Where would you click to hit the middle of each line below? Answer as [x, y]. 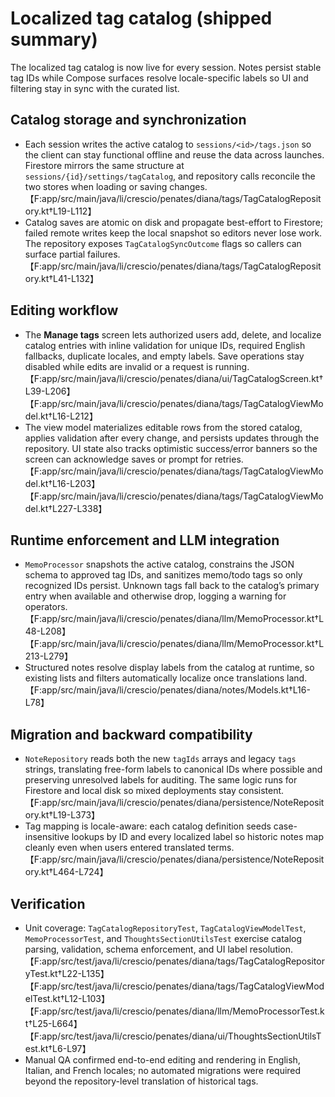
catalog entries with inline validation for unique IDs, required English [165, 345]
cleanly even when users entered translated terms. [129, 848]
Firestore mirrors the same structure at [104, 165]
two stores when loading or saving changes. [116, 186]
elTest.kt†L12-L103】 [67, 998]
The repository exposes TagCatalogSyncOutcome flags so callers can [163, 243]
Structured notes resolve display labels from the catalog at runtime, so [169, 668]
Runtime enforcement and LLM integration [145, 540]
